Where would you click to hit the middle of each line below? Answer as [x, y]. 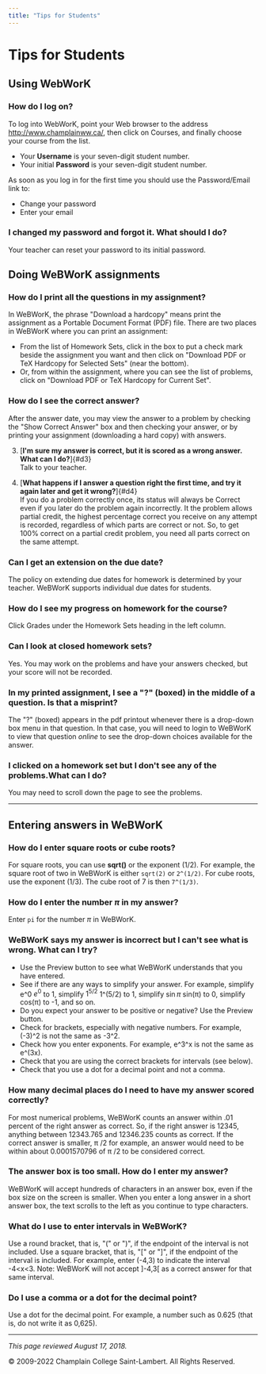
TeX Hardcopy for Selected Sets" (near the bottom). [104, 364]
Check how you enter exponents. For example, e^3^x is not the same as [137, 1044]
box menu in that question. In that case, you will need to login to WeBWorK [130, 728]
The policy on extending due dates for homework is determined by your [125, 580]
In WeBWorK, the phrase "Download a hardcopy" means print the [115, 315]
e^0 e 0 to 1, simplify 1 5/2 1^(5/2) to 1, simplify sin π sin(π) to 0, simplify [132, 993]
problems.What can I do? [57, 775]
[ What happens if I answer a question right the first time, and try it [130, 482]
